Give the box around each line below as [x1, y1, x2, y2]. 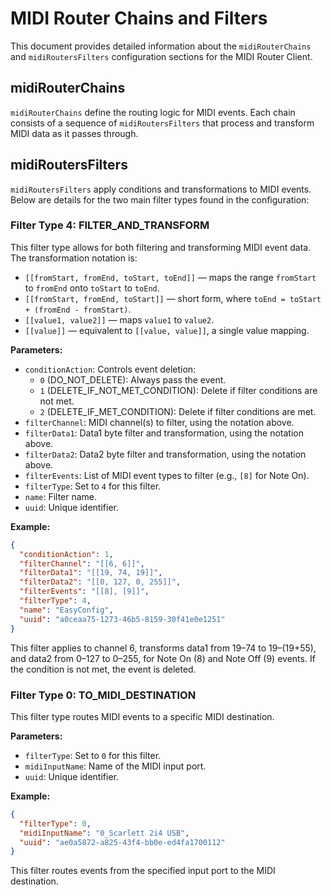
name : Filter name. [24, 490, 98, 502]
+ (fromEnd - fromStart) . [24, 303, 132, 315]
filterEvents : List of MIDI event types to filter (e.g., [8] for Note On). [24, 469, 310, 481]
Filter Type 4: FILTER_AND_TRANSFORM [10, 218, 210, 232]
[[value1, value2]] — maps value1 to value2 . [24, 313, 215, 326]
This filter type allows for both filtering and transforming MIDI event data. [10, 241, 312, 253]
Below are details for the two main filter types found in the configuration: [10, 193, 310, 206]
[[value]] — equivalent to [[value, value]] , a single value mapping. [24, 324, 310, 336]
